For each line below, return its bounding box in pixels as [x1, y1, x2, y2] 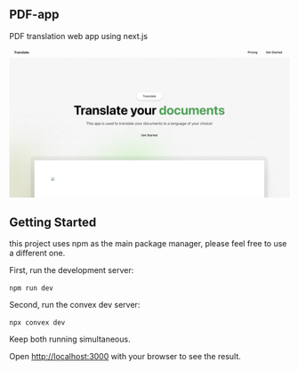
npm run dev [9, 284, 53, 293]
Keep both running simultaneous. [9, 334, 131, 345]
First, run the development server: [9, 265, 134, 276]
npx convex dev [9, 318, 66, 327]
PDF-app [9, 7, 60, 22]
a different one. [9, 248, 66, 259]
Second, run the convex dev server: [9, 300, 141, 310]
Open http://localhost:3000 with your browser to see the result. [9, 351, 242, 362]
